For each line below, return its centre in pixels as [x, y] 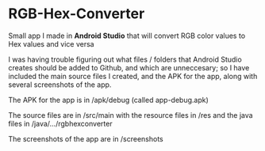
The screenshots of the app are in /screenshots [86, 138]
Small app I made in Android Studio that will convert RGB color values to [127, 36]
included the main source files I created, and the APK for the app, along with [133, 76]
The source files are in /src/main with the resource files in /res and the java [131, 115]
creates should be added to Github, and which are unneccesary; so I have [129, 67]
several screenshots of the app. [60, 85]
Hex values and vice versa [51, 43]
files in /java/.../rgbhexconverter [60, 123]
